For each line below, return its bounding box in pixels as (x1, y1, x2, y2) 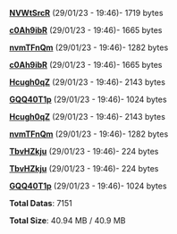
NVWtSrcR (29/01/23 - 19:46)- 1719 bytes (9, 8, 164, 18)
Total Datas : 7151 (9, 198, 73, 208)
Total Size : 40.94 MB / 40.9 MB (9, 215, 127, 226)
